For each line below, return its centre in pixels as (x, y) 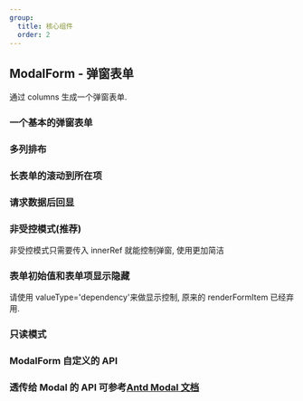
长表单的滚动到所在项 (56, 176)
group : (22, 18)
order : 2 (34, 34)
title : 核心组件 (46, 26)
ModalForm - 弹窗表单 (71, 73)
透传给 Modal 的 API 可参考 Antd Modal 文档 (104, 387)
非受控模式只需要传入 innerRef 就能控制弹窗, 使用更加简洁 (117, 251)
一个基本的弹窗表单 (51, 123)
